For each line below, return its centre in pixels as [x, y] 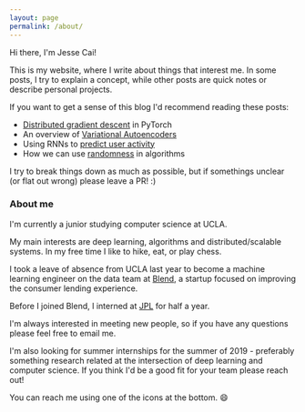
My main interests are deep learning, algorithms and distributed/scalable [146, 241]
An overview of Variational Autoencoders [100, 134]
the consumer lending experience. [74, 288]
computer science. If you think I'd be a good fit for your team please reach [149, 370]
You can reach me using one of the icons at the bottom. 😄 [119, 397]
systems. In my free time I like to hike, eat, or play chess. [116, 251]
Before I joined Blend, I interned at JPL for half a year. [110, 306]
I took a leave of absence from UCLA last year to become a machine [137, 268]
